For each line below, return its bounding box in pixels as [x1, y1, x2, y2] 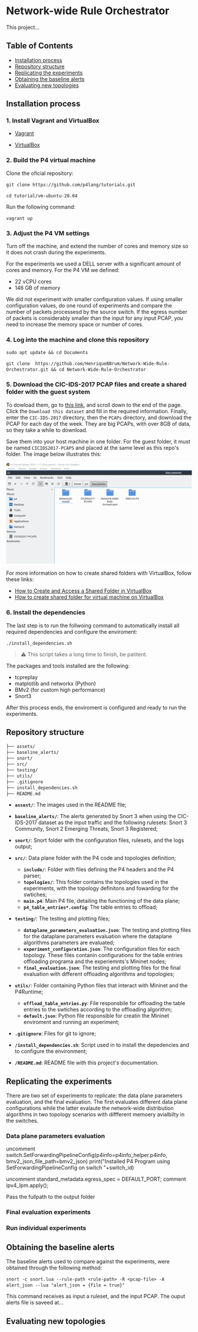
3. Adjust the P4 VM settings [6, 229, 90, 237]
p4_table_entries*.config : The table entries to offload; [23, 903, 158, 911]
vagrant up [6, 215, 33, 221]
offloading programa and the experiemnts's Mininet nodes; [23, 958, 167, 965]
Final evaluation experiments [6, 1208, 91, 1216]
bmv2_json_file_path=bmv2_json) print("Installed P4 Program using [6, 1158, 170, 1165]
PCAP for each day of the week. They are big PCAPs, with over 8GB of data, [6, 420, 191, 427]
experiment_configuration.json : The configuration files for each [23, 945, 180, 952]
